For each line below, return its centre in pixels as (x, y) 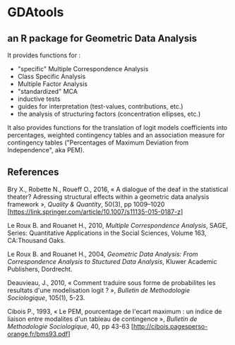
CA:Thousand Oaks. (36, 240)
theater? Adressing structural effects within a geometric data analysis (108, 196)
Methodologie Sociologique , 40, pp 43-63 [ (71, 326)
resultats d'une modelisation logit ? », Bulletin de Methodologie (99, 290)
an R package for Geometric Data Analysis (102, 38)
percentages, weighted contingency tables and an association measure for (116, 135)
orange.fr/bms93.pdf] (39, 334)
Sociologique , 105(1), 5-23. (46, 298)
